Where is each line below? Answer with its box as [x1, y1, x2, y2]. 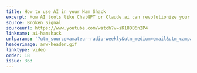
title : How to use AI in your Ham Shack [6, 8, 107, 15]
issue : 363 [6, 58, 33, 64]
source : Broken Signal [6, 19, 62, 25]
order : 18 [6, 52, 30, 58]
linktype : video [6, 47, 46, 53]
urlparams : [6, 36, 33, 42]
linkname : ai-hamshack [6, 31, 62, 36]
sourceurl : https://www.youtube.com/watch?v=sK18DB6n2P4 [6, 25, 148, 31]
